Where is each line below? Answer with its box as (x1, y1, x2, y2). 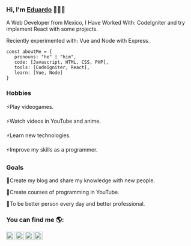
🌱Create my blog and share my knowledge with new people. (6, 177, 155, 184)
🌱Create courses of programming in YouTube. (6, 188, 120, 195)
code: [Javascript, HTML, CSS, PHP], (14, 60, 109, 66)
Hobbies (6, 89, 32, 97)
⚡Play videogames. (6, 103, 54, 110)
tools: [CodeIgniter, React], (14, 64, 90, 71)
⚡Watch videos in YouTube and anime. (6, 117, 101, 125)
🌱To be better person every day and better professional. (6, 200, 145, 207)
